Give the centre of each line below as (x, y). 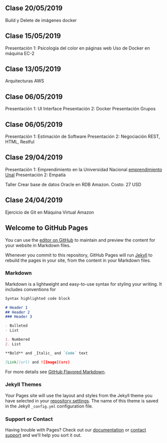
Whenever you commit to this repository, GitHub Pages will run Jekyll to (79, 255)
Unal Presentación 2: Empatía (35, 175)
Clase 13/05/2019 (33, 69)
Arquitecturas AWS (25, 81)
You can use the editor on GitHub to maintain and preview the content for (80, 240)
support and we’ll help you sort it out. (43, 435)
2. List (13, 344)
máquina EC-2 (20, 53)
